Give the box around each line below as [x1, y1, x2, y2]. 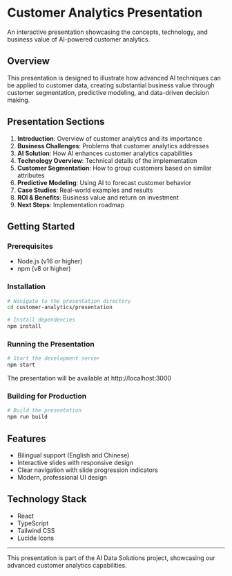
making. [7, 96, 30, 104]
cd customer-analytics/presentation [7, 304, 113, 311]
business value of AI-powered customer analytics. [7, 35, 151, 43]
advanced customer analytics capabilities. [7, 561, 127, 569]
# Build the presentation [7, 407, 81, 414]
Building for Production [7, 392, 87, 401]
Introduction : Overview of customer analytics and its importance [17, 134, 202, 143]
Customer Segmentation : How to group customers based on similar [17, 164, 212, 172]
